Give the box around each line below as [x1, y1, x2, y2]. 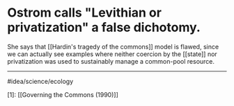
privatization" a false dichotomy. [7, 19, 201, 35]
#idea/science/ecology [7, 77, 74, 85]
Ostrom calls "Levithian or [7, 5, 162, 21]
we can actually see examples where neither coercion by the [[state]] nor [7, 50, 217, 58]
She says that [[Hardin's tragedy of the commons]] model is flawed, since [7, 42, 219, 51]
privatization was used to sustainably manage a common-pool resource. [7, 57, 214, 65]
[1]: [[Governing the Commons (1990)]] [7, 90, 118, 98]
